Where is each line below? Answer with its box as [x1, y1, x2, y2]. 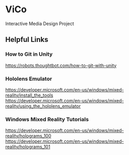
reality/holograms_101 [5, 144, 50, 150]
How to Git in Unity [5, 51, 53, 58]
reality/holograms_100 [5, 133, 52, 139]
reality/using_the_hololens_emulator [5, 103, 81, 109]
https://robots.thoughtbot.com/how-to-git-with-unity [5, 62, 117, 69]
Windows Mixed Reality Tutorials [5, 116, 89, 123]
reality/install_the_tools [5, 92, 54, 98]
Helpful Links [5, 35, 49, 44]
